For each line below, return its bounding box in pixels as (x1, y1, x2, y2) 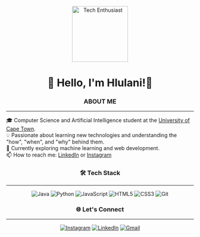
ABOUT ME (83, 98, 117, 106)
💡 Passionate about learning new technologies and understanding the (6, 132, 177, 139)
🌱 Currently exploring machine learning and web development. (6, 145, 160, 152)
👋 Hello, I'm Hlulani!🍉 (47, 76, 153, 90)
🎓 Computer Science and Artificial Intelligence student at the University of (6, 117, 190, 124)
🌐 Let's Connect (76, 205, 124, 213)
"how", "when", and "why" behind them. (6, 138, 105, 145)
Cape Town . (6, 125, 36, 133)
